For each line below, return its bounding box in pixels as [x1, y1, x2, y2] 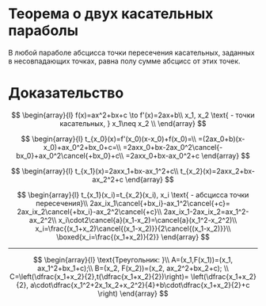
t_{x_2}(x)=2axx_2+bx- [180, 166, 256, 175]
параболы [8, 21, 79, 40]
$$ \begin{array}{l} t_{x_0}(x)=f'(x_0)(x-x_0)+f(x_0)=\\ [21, 134, 196, 143]
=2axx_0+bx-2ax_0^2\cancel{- [122, 142, 223, 151]
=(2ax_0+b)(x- [197, 134, 245, 143]
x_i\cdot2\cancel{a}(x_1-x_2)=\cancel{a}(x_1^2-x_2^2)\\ [58, 215, 237, 224]
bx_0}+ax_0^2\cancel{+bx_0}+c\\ [15, 151, 124, 160]
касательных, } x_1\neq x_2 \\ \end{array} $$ [59, 118, 207, 128]
